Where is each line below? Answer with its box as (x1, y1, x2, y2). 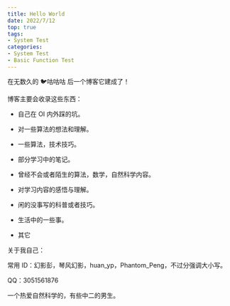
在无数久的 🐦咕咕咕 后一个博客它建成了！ (7, 77, 130, 85)
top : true (7, 23, 37, 31)
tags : (7, 30, 23, 38)
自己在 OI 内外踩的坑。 (17, 110, 84, 118)
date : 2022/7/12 (7, 17, 55, 24)
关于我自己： (7, 246, 45, 254)
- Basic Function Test (7, 57, 75, 64)
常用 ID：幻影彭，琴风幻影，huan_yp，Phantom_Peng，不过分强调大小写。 (7, 260, 227, 269)
